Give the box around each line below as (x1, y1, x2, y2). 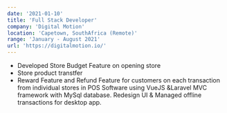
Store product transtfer (17, 69, 83, 77)
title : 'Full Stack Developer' (7, 17, 98, 24)
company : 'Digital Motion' (7, 23, 85, 30)
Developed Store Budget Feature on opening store (17, 62, 161, 69)
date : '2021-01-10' (7, 10, 64, 17)
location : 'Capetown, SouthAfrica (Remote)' (7, 29, 138, 37)
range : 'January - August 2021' (7, 36, 100, 43)
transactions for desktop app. (17, 98, 102, 106)
